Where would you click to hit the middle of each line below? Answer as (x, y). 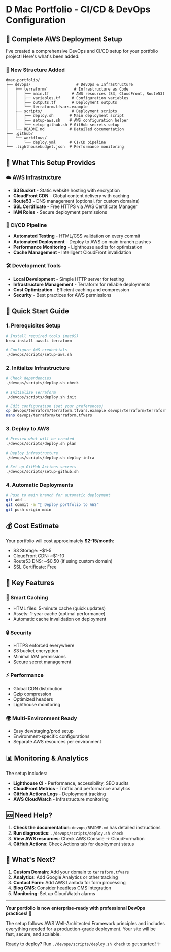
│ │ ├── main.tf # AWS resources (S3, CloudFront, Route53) (85, 94)
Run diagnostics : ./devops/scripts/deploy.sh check (68, 833)
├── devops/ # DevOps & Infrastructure (70, 85)
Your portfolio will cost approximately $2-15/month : (60, 541)
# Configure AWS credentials (37, 350)
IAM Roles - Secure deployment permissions (60, 212)
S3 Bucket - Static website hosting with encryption (66, 190)
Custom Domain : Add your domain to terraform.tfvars (71, 872)
